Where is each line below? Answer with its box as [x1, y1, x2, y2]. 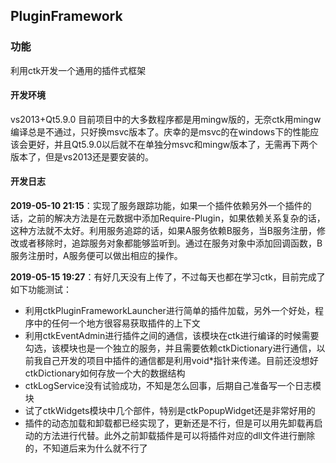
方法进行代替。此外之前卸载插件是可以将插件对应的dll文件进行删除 [42, 430, 316, 442]
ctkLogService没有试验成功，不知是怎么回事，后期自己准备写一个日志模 [24, 380, 322, 392]
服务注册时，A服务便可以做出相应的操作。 [10, 250, 183, 262]
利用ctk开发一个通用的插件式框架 [10, 64, 147, 76]
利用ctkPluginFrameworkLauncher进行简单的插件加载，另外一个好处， [24, 305, 315, 317]
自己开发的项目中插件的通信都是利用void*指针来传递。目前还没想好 [42, 355, 319, 367]
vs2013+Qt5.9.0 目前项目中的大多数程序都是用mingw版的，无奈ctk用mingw [10, 113, 322, 125]
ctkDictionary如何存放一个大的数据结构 [24, 367, 186, 379]
